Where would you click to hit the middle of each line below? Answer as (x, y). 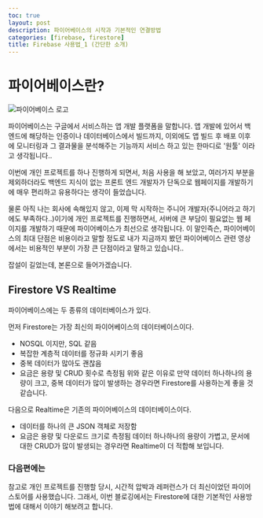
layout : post (29, 23)
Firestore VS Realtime (62, 290)
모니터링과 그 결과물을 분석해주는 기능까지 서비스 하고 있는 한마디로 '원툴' (128, 146)
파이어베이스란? (56, 86)
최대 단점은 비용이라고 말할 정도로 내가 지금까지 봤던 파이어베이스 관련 (130, 239)
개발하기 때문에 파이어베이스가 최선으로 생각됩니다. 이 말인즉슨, (125, 228)
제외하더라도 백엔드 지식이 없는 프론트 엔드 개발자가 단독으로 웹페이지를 (117, 183)
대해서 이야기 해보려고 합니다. (68, 507)
